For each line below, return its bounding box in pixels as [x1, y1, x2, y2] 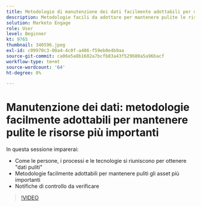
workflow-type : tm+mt [6, 58, 60, 64]
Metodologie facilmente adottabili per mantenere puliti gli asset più [14, 170, 179, 177]
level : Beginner [6, 31, 47, 37]
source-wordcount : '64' [6, 64, 66, 70]
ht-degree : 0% [6, 70, 42, 76]
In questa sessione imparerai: [6, 146, 79, 153]
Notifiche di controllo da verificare [14, 183, 100, 190]
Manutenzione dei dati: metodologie [6, 101, 190, 114]
